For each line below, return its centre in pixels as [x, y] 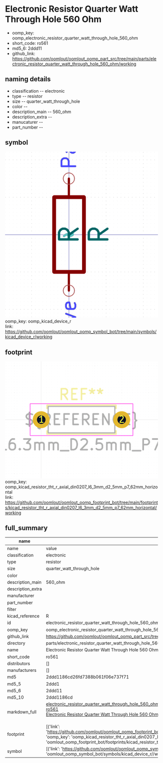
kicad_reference [23, 616]
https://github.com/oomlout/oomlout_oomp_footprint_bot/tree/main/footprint [81, 502]
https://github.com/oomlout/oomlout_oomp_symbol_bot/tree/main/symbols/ [81, 332]
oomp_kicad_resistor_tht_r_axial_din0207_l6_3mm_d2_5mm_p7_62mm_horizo [81, 487]
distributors [19, 663]
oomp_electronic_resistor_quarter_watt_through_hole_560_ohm [75, 38]
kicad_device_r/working [29, 337]
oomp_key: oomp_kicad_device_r [38, 321]
